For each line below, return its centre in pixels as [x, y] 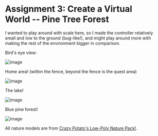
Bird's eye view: [21, 53]
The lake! [14, 90]
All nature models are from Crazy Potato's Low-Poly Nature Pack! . [71, 128]
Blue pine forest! [21, 109]
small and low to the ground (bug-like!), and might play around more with [78, 38]
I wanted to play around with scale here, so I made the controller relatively [79, 33]
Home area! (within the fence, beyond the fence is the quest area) [71, 71]
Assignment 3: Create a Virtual [69, 9]
